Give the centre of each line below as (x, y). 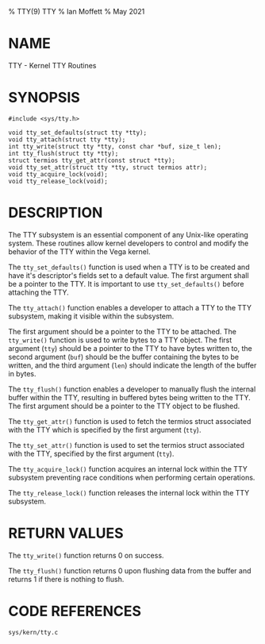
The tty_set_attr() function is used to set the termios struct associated (126, 445)
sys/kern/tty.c (33, 632)
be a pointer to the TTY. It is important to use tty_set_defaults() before (126, 283)
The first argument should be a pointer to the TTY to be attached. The (122, 331)
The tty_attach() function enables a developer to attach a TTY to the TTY (130, 307)
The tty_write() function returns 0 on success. (86, 555)
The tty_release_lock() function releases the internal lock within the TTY (129, 492)
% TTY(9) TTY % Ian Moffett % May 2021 (77, 12)
